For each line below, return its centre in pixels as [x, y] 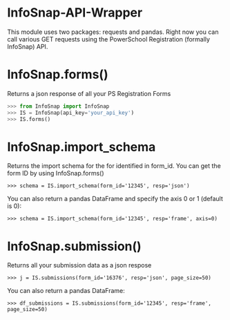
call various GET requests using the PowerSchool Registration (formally [109, 39]
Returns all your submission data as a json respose [79, 265]
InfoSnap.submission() [74, 246]
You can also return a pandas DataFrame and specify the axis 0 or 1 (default [115, 199]
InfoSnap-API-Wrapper [75, 13]
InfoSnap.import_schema [82, 147]
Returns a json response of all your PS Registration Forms [89, 93]
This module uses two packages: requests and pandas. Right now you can [113, 32]
